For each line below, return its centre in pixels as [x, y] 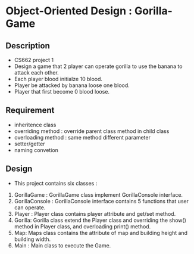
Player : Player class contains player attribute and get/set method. [95, 213]
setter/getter [29, 144]
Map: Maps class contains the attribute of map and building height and [101, 233]
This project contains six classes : [56, 183]
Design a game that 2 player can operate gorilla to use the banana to [98, 66]
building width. [32, 239]
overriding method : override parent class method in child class [92, 131]
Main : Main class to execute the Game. [62, 245]
